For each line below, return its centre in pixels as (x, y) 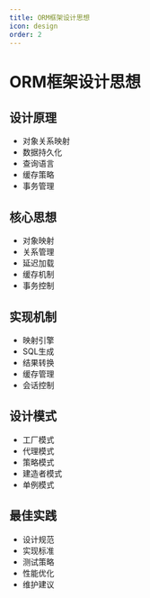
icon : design (34, 26)
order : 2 (26, 34)
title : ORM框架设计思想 (49, 18)
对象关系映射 (46, 141)
